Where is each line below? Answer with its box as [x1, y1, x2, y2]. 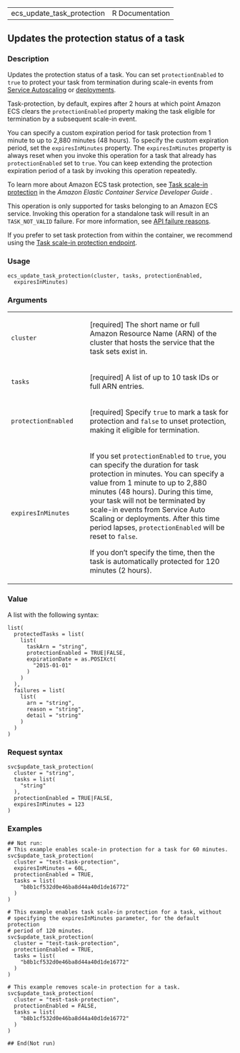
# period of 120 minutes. [7, 927, 84, 935]
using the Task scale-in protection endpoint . [7, 238, 138, 247]
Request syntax [7, 747, 63, 757]
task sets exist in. [89, 347, 148, 357]
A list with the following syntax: [7, 610, 99, 619]
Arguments [7, 295, 48, 305]
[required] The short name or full [89, 320, 200, 330]
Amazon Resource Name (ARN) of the [89, 329, 217, 339]
